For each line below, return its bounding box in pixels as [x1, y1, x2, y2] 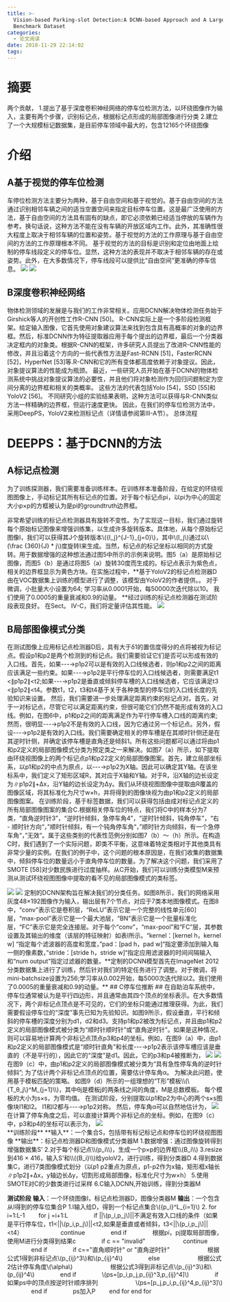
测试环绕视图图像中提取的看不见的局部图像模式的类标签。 [18, 874, 181, 882]
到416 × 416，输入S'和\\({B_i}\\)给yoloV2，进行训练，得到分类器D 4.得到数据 [7, 1154, 222, 1162]
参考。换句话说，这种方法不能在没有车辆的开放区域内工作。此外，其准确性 [7, 222, 217, 230]
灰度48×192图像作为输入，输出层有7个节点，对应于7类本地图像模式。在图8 [7, 897, 219, 905]
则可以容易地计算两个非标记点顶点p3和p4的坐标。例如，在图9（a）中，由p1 [7, 1034, 221, 1042]
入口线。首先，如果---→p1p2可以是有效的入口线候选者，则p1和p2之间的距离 [7, 660, 222, 668]
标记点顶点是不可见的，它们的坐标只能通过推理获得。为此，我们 [42, 1000, 223, 1008]
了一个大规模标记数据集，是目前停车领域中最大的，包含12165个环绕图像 [7, 121, 209, 129]
